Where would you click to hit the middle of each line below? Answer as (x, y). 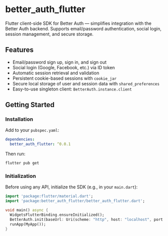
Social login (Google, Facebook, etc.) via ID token (64, 67)
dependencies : (20, 139)
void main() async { (27, 210)
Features (19, 50)
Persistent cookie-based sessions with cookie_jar (64, 78)
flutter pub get (22, 163)
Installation (19, 119)
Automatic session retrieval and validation (56, 73)
